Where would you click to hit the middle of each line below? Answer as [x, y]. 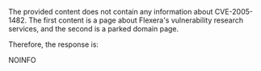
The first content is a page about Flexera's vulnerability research [136, 20]
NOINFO [22, 60]
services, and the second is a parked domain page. [94, 29]
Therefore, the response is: [54, 44]
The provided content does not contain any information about [111, 12]
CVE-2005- [234, 12]
